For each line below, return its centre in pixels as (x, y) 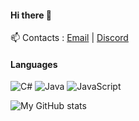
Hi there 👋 (31, 15)
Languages (34, 64)
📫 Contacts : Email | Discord (69, 38)
